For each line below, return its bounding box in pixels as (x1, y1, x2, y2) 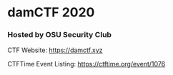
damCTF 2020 (7, 4, 95, 21)
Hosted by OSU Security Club (7, 30, 112, 40)
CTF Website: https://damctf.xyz (7, 46, 103, 54)
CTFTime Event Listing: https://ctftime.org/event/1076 (7, 60, 166, 69)
